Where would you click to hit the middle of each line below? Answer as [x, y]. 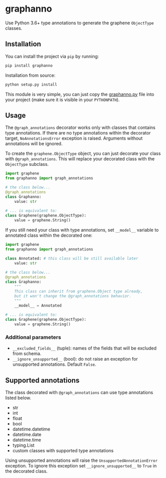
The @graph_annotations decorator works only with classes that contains [80, 127]
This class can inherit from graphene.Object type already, [78, 291]
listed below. [18, 398]
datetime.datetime [31, 429]
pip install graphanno [29, 66]
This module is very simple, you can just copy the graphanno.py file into [80, 94]
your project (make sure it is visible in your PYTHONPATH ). [62, 100]
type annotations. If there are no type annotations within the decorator [78, 133]
